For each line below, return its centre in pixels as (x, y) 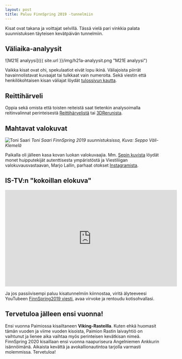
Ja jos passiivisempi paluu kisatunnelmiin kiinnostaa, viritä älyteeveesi (76, 293)
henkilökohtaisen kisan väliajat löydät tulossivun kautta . (61, 80)
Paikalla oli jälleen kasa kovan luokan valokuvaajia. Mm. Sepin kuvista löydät (82, 154)
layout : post (18, 10)
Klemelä (13, 145)
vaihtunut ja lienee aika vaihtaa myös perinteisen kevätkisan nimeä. (73, 336)
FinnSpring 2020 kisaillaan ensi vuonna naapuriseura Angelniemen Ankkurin (82, 341)
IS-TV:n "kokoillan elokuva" (48, 181)
